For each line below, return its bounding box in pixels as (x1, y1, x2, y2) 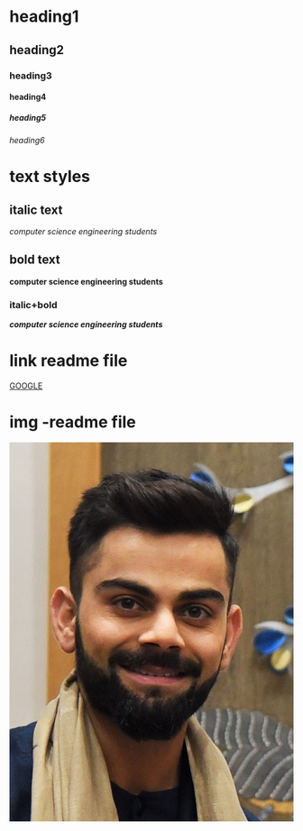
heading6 (9, 135, 45, 146)
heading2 (9, 42, 65, 58)
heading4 (9, 92, 47, 103)
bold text (9, 252, 60, 268)
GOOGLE (9, 380, 43, 391)
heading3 (9, 69, 52, 82)
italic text (9, 202, 63, 217)
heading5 (9, 112, 47, 123)
